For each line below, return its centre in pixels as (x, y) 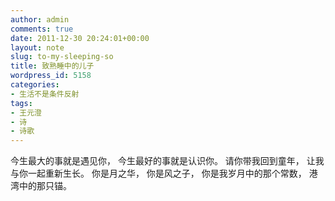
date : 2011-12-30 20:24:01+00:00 (80, 38)
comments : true (42, 29)
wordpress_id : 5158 (51, 76)
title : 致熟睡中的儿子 (52, 66)
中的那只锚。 (45, 186)
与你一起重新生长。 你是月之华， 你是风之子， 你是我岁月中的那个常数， (158, 173)
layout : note (37, 47)
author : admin (40, 19)
